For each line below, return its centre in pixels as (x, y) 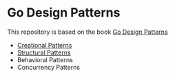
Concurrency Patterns (49, 67)
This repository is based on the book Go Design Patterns (87, 32)
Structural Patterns (44, 52)
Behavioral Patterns (45, 59)
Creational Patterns (44, 45)
